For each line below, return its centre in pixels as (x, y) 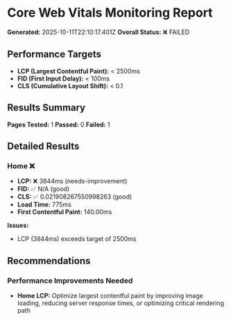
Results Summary (46, 108)
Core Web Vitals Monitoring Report (110, 13)
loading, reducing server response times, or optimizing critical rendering (120, 303)
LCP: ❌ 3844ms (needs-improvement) (72, 181)
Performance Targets (54, 55)
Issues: (18, 225)
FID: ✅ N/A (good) (43, 189)
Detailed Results (43, 146)
